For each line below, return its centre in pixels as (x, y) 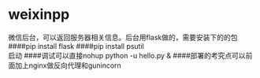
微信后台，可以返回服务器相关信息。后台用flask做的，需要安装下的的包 (123, 37)
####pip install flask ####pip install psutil (76, 46)
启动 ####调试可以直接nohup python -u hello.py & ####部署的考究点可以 (127, 55)
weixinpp (39, 15)
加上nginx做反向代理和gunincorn (68, 65)
